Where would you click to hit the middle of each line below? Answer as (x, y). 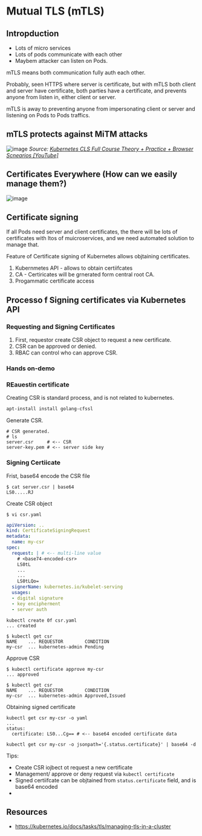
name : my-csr (28, 542)
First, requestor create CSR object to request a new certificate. (93, 340)
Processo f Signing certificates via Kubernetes (96, 300)
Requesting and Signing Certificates (61, 327)
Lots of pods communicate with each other (69, 54)
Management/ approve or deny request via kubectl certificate (95, 774)
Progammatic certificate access (55, 281)
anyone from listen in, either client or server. (61, 97)
